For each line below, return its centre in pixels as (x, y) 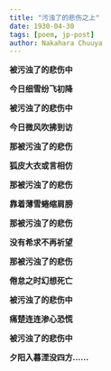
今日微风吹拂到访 (41, 127)
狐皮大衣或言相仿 (41, 166)
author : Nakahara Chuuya (56, 43)
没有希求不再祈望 (41, 242)
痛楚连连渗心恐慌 (41, 319)
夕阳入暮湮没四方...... (49, 357)
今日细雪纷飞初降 (41, 89)
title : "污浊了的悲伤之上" (55, 18)
